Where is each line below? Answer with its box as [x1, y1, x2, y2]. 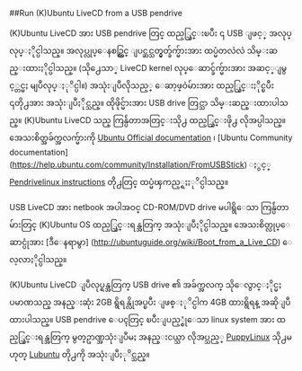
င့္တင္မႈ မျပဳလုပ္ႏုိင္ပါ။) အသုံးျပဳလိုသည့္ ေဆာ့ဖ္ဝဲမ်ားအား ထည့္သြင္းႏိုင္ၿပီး [9, 80, 274, 91]
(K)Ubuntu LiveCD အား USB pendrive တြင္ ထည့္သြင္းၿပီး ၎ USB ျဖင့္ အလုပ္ [9, 28, 292, 39]
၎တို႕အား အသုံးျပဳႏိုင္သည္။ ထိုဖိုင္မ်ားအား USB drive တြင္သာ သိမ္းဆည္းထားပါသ [9, 98, 289, 108]
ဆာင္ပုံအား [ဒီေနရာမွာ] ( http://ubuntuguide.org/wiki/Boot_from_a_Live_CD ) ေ [9, 237, 293, 247]
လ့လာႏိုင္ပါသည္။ [9, 254, 67, 264]
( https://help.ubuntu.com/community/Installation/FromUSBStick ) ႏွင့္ [9, 159, 271, 170]
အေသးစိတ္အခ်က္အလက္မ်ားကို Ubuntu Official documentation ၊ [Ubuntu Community [9, 132, 293, 143]
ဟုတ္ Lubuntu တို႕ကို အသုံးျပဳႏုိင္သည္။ [9, 349, 150, 359]
